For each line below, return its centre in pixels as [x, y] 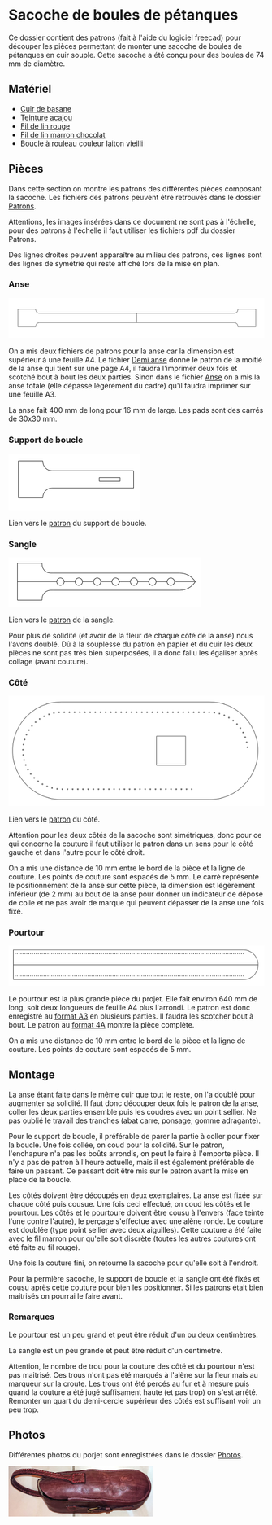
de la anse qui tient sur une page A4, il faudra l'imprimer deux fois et [123, 369]
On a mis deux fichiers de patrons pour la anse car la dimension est [121, 351]
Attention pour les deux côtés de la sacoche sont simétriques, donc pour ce [135, 835]
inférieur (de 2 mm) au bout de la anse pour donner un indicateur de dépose [136, 894]
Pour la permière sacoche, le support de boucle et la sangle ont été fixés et [134, 1278]
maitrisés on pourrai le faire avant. [66, 1295]
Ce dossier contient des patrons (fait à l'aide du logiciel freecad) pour [125, 37]
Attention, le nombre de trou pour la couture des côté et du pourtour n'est [132, 1366]
